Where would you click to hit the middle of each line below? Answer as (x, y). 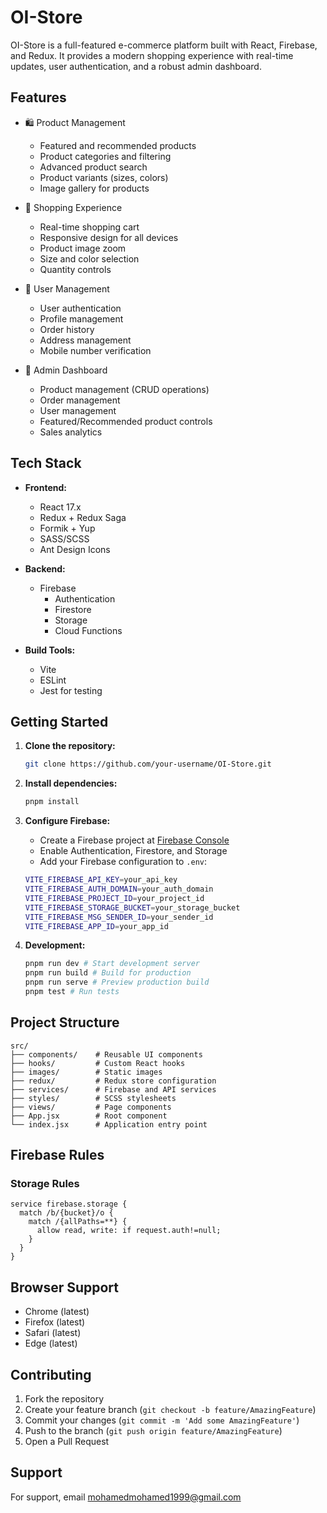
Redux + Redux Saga (83, 517)
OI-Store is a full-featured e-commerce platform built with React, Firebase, (164, 45)
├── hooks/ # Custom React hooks (98, 1063)
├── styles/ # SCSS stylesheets (93, 1098)
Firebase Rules (57, 1155)
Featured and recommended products (118, 145)
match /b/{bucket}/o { (66, 1213)
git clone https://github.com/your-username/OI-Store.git (148, 764)
